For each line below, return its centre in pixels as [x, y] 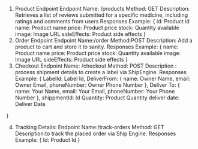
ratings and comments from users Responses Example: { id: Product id [102, 21]
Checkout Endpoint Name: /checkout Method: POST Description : [96, 66]
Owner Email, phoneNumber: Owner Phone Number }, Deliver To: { [97, 85]
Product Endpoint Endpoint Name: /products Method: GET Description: [102, 9]
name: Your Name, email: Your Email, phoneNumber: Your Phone [95, 91]
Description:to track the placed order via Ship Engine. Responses [95, 133]
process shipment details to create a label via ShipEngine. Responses [101, 72]
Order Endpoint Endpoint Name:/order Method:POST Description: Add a [104, 40]
